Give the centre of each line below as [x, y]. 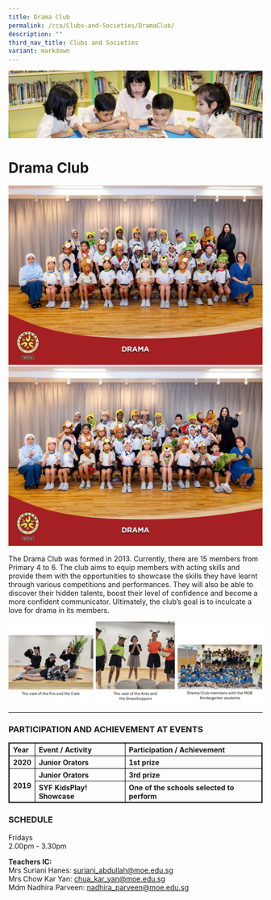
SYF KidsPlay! [63, 787]
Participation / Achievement [177, 749]
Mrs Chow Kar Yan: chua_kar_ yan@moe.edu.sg [87, 878]
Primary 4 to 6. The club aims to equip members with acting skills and [124, 568]
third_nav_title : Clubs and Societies [73, 43]
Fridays [21, 837]
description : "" [35, 34]
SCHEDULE [31, 820]
